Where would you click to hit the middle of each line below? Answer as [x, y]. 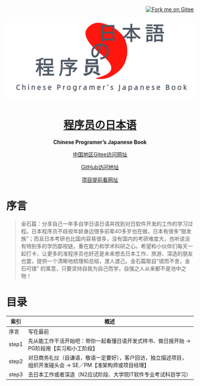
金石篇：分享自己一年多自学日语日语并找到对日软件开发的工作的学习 [104, 224]
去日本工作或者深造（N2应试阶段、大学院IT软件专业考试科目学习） [110, 375]
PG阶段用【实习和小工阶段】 [63, 348]
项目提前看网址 [100, 180]
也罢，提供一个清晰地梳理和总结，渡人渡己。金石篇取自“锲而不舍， [103, 261]
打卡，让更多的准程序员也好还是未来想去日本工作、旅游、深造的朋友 [110, 254]
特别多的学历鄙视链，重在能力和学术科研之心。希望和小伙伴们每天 [107, 246]
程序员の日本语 [100, 125]
